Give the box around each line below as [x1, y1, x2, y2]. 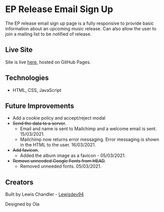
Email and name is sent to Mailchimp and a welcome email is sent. [20, 126, 157, 132]
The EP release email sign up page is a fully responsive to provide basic [5, 20, 154, 26]
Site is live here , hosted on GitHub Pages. [5, 59, 92, 65]
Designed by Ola [5, 201, 40, 207]
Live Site [5, 45, 33, 54]
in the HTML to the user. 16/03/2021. [20, 142, 96, 148]
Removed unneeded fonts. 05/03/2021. [20, 163, 102, 170]
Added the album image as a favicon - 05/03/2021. [20, 152, 126, 158]
